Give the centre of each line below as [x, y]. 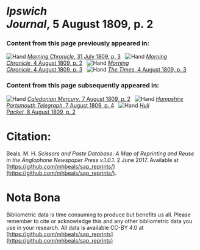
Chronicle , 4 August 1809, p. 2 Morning [68, 63]
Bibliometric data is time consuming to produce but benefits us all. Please [98, 215]
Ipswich [27, 11]
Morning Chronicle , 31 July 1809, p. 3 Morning [97, 57]
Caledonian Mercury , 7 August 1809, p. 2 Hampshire [105, 98]
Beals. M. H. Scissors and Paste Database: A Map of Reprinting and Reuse [100, 153]
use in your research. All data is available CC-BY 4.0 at [75, 227]
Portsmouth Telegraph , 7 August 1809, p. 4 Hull [78, 105]
